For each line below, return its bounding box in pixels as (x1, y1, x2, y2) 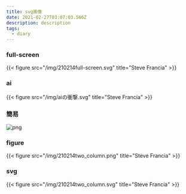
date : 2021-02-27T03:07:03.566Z (6, 14, 87, 20)
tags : (6, 25, 20, 32)
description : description (6, 20, 71, 26)
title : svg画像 (6, 8, 42, 15)
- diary (11, 31, 31, 37)
